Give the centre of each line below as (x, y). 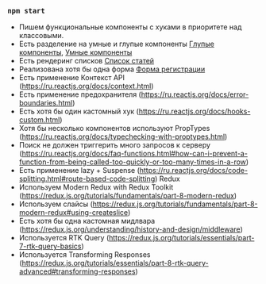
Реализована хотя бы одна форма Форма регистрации (112, 69)
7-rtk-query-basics (50, 246)
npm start (26, 11)
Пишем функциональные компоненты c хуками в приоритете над (130, 27)
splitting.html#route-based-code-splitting (87, 179)
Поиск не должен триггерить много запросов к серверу (115, 145)
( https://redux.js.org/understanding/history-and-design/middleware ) (131, 229)
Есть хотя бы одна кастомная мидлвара (87, 221)
